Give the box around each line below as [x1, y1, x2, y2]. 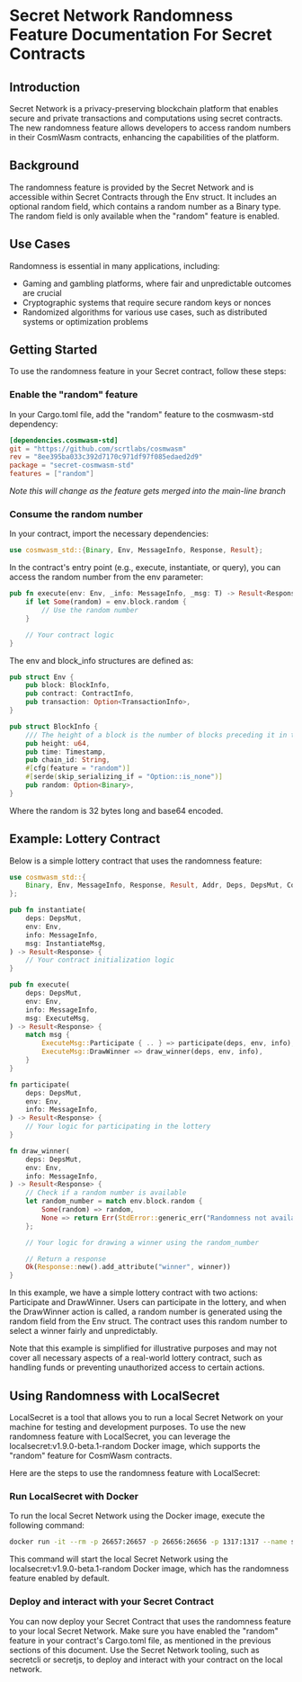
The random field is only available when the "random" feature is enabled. [9, 210, 280, 221]
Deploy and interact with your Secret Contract [9, 1596, 214, 1608]
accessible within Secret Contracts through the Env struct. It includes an [9, 191, 277, 202]
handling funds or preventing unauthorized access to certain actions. [9, 1362, 265, 1373]
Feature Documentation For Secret [9, 24, 272, 45]
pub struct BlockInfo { [9, 721, 99, 731]
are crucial [22, 287, 62, 298]
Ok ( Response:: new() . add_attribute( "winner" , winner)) [25, 1263, 231, 1272]
